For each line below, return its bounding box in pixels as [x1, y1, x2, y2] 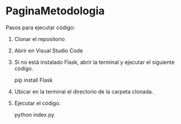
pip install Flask [14, 76, 53, 83]
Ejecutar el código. [14, 100, 61, 107]
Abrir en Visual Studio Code [14, 46, 83, 54]
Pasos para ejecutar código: [5, 24, 76, 31]
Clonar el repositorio [14, 35, 65, 42]
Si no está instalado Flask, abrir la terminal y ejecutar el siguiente [14, 58, 175, 66]
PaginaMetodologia [5, 4, 105, 18]
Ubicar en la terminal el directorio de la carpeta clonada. [14, 88, 153, 95]
